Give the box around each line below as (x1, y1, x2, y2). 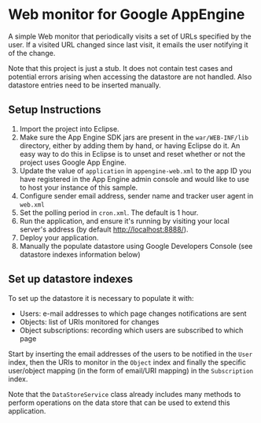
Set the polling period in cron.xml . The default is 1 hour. (19, 207, 199, 217)
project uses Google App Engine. (19, 158, 127, 167)
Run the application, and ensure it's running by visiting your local (19, 216, 230, 225)
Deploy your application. (19, 232, 99, 242)
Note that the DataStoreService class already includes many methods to (8, 389, 241, 399)
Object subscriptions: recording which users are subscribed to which (19, 325, 244, 335)
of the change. (8, 48, 56, 58)
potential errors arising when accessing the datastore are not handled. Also (8, 72, 252, 81)
